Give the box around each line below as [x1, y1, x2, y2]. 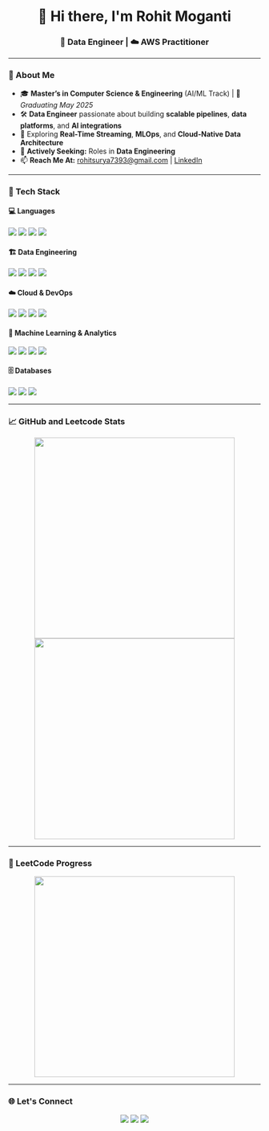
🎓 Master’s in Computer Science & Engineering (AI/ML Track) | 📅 [19, 88, 241, 98]
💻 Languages [8, 206, 56, 216]
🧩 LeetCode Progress [8, 857, 92, 868]
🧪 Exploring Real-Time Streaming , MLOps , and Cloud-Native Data [19, 129, 242, 139]
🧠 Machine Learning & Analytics [8, 328, 118, 337]
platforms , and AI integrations [19, 120, 122, 130]
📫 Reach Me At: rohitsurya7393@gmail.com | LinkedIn [19, 155, 203, 165]
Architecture [19, 137, 64, 147]
